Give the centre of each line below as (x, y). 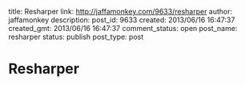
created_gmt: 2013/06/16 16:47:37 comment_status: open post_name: (123, 28)
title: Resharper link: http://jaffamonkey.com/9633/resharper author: (120, 12)
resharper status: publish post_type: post (76, 37)
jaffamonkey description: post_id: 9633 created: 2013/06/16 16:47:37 (122, 20)
